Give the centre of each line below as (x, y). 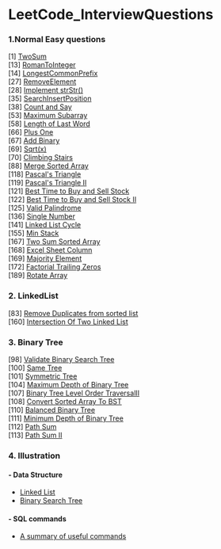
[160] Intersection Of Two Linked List (68, 322)
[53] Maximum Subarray (48, 116)
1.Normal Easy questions (57, 40)
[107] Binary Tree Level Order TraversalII (74, 393)
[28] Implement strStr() (46, 90)
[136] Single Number (42, 216)
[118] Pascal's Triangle (45, 174)
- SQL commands (38, 518)
